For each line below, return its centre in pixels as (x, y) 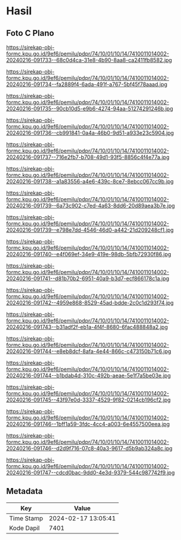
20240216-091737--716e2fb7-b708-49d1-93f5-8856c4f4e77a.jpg (88, 157)
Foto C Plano (30, 33)
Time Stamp (26, 518)
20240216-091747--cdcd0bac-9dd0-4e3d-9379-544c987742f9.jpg (90, 473)
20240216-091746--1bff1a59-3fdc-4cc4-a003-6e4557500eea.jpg (88, 424)
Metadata (24, 491)
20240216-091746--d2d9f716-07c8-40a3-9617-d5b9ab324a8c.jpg (89, 448)
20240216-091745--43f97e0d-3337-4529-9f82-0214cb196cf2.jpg (89, 400)
